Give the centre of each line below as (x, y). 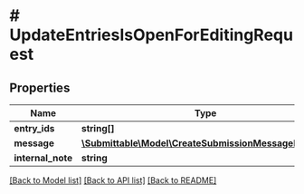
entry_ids (34, 128)
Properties (40, 87)
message (34, 143)
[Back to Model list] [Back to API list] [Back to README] (113, 180)
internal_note (43, 158)
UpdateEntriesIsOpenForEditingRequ (152, 35)
